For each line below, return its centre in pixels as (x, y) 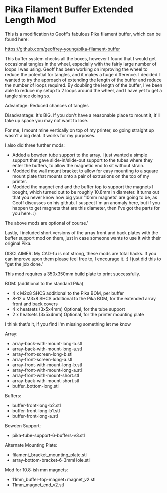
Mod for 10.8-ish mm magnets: (37, 470)
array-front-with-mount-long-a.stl (47, 370)
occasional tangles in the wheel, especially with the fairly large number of (81, 64)
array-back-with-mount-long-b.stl (47, 343)
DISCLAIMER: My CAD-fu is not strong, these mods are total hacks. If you (81, 253)
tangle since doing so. (28, 96)
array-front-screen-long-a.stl (42, 359)
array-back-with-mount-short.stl (46, 381)
